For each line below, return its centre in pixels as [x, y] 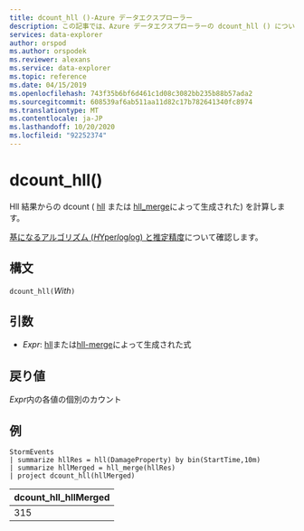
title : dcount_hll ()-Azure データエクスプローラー [101, 18]
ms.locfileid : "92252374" [58, 136]
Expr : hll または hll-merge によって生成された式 [107, 345]
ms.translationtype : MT [54, 110]
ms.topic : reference [48, 77]
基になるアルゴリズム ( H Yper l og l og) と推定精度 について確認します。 [136, 237]
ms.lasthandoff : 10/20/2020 [62, 128]
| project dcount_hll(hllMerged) [72, 476]
